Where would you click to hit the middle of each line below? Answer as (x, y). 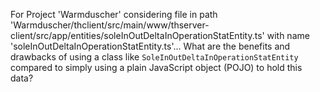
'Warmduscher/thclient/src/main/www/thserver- (110, 25)
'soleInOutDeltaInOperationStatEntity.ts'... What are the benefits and (150, 46)
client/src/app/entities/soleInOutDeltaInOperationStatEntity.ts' (137, 35)
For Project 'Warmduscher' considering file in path (114, 14)
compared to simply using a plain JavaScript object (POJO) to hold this (156, 67)
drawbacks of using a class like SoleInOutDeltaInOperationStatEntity (154, 57)
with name (288, 35)
